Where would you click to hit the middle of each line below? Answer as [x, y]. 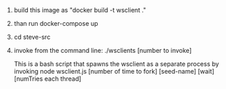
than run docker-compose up [56, 23]
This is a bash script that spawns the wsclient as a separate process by [116, 64]
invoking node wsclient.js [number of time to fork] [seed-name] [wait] [114, 71]
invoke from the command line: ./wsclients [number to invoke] [103, 50]
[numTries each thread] [47, 79]
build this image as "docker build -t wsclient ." [80, 10]
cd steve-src [32, 37]
